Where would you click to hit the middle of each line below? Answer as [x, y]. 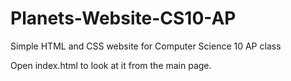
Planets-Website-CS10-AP [123, 18]
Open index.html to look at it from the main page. [111, 65]
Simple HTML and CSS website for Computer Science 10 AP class [146, 46]
